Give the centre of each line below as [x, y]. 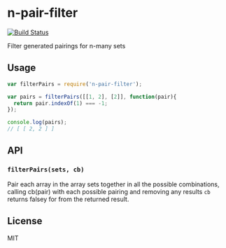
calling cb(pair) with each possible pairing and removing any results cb [109, 191]
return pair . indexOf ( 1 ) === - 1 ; [61, 103]
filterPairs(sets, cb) [46, 170]
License [25, 221]
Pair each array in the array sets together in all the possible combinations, [113, 184]
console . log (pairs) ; [37, 123]
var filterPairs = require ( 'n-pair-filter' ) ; [75, 84]
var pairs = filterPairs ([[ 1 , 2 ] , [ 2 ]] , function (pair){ [92, 97]
